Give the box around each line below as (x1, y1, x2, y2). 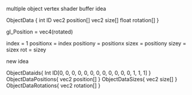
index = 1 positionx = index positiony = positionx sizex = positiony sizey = (6, 40, 187, 47)
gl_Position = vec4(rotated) (6, 28, 73, 35)
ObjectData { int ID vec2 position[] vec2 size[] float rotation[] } (6, 17, 159, 23)
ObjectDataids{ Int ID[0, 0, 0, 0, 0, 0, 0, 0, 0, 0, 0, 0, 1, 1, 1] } (6, 69, 151, 76)
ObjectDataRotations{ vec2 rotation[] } (6, 82, 101, 89)
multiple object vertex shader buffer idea (6, 5, 106, 12)
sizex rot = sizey (6, 46, 47, 53)
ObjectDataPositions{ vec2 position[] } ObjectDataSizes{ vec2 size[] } (6, 76, 178, 82)
